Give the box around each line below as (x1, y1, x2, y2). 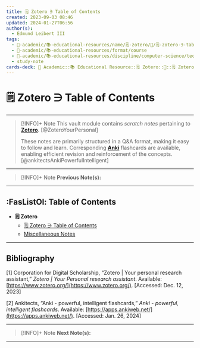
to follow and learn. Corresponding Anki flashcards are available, (20, 144, 180, 152)
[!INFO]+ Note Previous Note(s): (20, 174, 101, 181)
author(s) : (6, 25, 33, 32)
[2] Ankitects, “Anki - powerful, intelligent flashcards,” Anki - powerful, (6, 299, 179, 306)
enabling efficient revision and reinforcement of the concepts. (20, 151, 173, 158)
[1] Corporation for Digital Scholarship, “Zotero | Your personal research (6, 269, 182, 276)
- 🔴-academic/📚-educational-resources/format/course (11, 48, 147, 54)
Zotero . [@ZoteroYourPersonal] (20, 126, 98, 134)
